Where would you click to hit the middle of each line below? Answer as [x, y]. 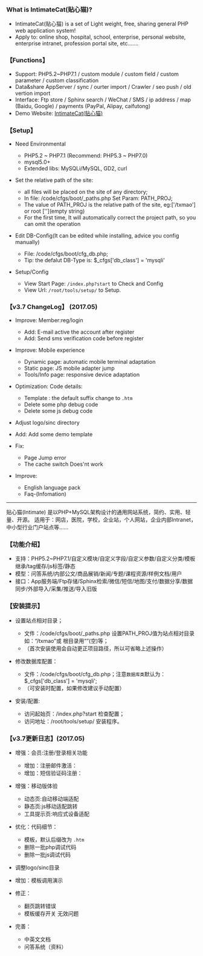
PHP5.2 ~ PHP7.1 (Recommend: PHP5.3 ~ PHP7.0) [86, 155]
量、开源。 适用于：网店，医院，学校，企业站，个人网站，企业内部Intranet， [101, 520]
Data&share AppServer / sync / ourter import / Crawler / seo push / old [103, 86]
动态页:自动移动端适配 [51, 799]
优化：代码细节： [36, 827]
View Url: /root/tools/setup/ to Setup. [72, 290]
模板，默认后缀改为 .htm [54, 840]
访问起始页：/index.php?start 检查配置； [74, 714]
